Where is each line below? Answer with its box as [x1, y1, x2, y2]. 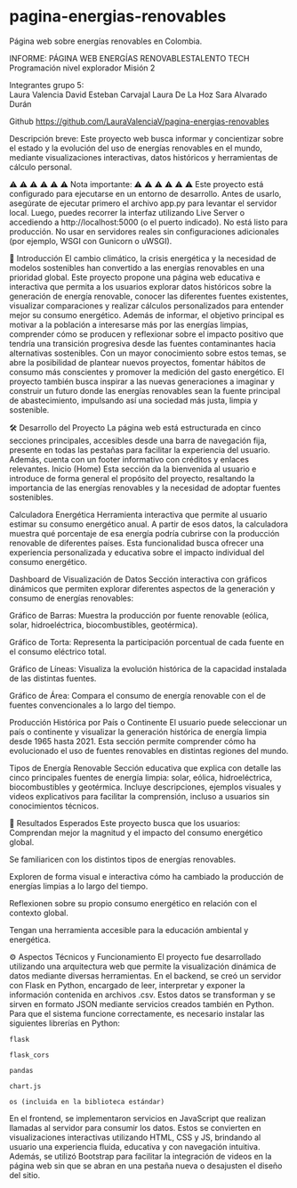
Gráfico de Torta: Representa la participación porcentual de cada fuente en [9, 636, 285, 647]
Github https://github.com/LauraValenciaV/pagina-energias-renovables [9, 116, 269, 127]
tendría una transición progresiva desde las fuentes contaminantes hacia [9, 338, 277, 348]
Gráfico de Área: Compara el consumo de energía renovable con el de [9, 690, 267, 701]
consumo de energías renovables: [9, 593, 134, 603]
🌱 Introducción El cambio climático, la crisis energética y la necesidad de [9, 252, 277, 264]
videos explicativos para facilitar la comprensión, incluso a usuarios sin [9, 791, 269, 801]
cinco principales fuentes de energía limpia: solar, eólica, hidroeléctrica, [9, 772, 273, 782]
